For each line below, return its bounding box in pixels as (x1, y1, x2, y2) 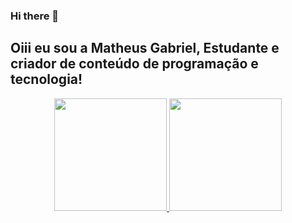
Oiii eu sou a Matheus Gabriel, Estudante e (10, 40, 280, 57)
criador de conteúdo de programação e (10, 55, 259, 73)
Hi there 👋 (10, 9, 60, 23)
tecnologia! (10, 71, 83, 88)
